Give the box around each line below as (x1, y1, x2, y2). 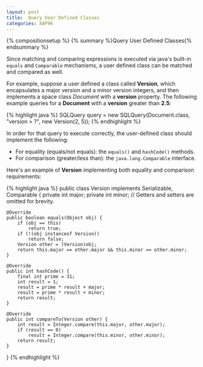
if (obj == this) (17, 220, 62, 227)
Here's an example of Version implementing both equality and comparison (6, 166, 194, 174)
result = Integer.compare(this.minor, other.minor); (28, 332, 166, 339)
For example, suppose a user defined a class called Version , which (6, 80, 175, 87)
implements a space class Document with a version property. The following (6, 93, 197, 101)
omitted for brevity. (6, 198, 55, 205)
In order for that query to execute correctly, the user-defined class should (6, 129, 193, 137)
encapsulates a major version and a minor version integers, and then (6, 87, 179, 94)
